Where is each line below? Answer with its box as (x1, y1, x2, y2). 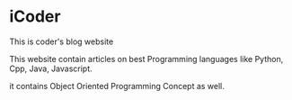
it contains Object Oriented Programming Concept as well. (9, 80, 225, 91)
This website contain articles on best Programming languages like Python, (9, 53, 284, 64)
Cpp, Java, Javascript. (9, 63, 93, 74)
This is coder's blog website (9, 36, 114, 47)
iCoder (9, 6, 61, 27)
